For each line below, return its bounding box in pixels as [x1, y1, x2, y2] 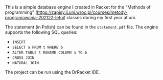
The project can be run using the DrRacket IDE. [5, 69, 100, 75]
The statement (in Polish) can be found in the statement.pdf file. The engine [5, 24, 158, 30]
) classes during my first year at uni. [63, 15, 136, 20]
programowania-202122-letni [5, 15, 64, 20]
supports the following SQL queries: [5, 29, 78, 35]
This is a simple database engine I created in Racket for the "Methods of [5, 4, 151, 10]
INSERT [12, 40, 26, 45]
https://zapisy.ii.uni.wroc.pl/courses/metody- [37, 9, 128, 15]
